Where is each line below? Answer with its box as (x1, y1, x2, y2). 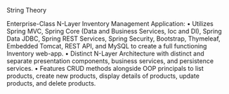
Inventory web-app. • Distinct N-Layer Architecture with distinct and (6, 49, 204, 58)
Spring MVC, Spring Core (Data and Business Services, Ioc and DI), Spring (6, 27, 222, 35)
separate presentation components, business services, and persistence (6, 57, 214, 65)
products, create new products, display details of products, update (6, 72, 199, 80)
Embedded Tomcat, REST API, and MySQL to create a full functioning (6, 42, 207, 50)
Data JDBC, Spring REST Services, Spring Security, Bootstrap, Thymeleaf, (6, 34, 221, 43)
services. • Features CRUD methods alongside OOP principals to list (6, 65, 204, 72)
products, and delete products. (6, 79, 96, 87)
